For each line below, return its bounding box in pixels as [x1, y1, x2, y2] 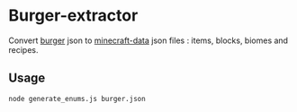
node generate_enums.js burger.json [8, 94, 146, 103]
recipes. [8, 44, 39, 55]
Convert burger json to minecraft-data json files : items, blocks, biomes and [8, 35, 289, 46]
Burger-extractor [8, 5, 139, 26]
